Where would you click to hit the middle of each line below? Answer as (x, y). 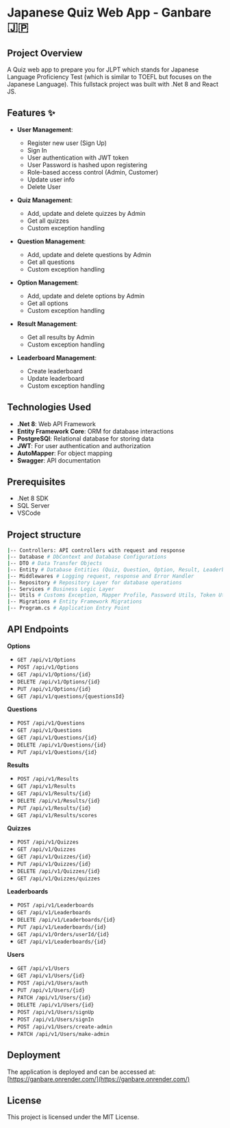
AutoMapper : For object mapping (65, 453)
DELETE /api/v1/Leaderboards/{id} (66, 920)
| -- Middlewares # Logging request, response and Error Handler (101, 576)
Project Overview (45, 53)
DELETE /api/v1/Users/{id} (55, 1005)
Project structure (44, 534)
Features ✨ (31, 113)
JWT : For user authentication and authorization (84, 445)
